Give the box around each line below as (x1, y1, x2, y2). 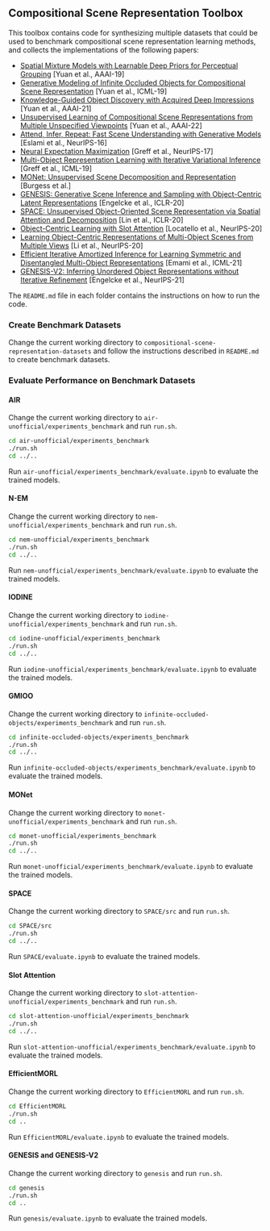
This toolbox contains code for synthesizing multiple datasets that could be (8, 27, 258, 37)
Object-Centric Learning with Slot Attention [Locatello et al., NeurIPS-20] (19, 223, 263, 233)
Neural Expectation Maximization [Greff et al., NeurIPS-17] (19, 146, 214, 156)
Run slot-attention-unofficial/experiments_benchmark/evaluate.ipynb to (8, 1041, 256, 1051)
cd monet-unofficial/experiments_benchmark (8, 832, 157, 840)
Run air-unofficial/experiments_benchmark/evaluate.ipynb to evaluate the (8, 466, 259, 476)
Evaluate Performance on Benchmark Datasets (8, 375, 196, 386)
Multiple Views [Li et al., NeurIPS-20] (19, 240, 143, 250)
